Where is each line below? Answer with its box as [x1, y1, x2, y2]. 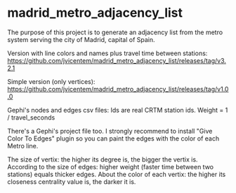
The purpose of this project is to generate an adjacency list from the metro [7, 28, 223, 36]
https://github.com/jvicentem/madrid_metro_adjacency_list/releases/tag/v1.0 [7, 85, 229, 93]
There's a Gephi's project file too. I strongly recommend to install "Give [7, 127, 213, 135]
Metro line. [7, 141, 39, 150]
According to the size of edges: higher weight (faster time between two [7, 162, 214, 171]
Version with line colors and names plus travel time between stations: [7, 49, 208, 57]
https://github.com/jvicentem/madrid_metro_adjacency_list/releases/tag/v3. [7, 56, 227, 64]
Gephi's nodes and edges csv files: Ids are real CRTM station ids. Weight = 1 [7, 106, 228, 114]
